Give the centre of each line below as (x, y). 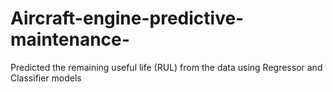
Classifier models (46, 78)
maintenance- (70, 39)
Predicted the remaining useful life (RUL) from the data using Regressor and (166, 67)
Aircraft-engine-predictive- (127, 18)
